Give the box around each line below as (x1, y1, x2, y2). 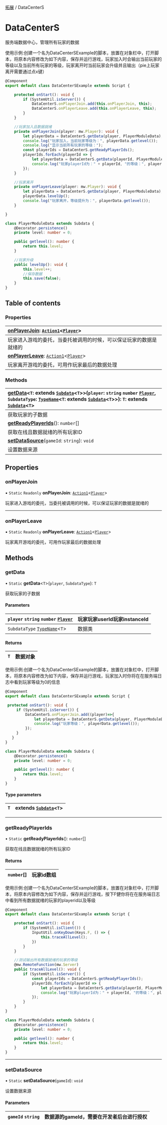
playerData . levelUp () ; (23, 194, 70, 199)
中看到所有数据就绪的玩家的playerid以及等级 (5, 897, 96, 903)
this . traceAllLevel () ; (40, 934, 88, 939)
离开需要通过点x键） (5, 68, 47, 74)
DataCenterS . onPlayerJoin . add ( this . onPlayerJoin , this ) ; (31, 101, 153, 106)
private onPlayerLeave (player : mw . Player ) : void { (14, 184, 121, 190)
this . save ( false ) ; (23, 276, 61, 281)
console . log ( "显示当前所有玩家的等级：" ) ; (23, 143, 103, 148)
